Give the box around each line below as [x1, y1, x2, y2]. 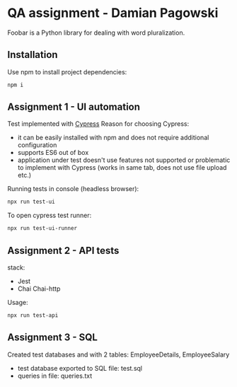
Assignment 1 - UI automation [7, 101, 140, 113]
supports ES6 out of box [17, 149, 89, 157]
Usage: [7, 299, 28, 306]
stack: [7, 263, 25, 272]
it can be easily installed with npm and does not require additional [17, 133, 209, 142]
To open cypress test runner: [7, 211, 92, 220]
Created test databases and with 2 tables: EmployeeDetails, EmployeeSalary [7, 350, 230, 359]
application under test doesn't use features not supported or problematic [17, 156, 231, 164]
